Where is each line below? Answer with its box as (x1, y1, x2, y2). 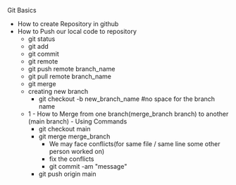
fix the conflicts (49, 155, 94, 163)
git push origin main (38, 169, 97, 178)
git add (27, 42, 49, 50)
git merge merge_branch (38, 132, 111, 141)
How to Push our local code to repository (17, 28, 137, 35)
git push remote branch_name (27, 65, 116, 73)
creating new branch (27, 88, 89, 95)
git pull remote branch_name (27, 72, 111, 80)
